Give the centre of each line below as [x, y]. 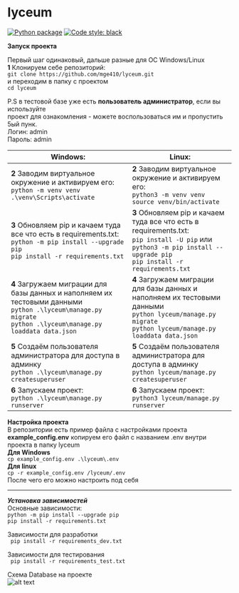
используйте [27, 108]
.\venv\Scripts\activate [53, 197]
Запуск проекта [32, 46]
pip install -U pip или [172, 239]
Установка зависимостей [47, 500]
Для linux [22, 466]
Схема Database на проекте [50, 574]
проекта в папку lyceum [44, 445]
